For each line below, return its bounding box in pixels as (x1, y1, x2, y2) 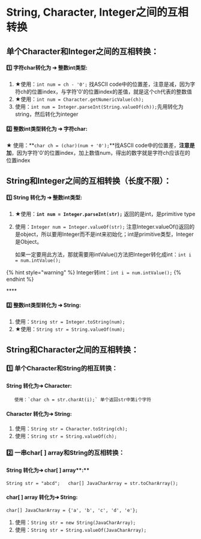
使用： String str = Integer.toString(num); (14, 318, 125, 325)
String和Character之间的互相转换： (6, 345, 139, 355)
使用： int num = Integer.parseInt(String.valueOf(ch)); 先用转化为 (14, 103, 184, 110)
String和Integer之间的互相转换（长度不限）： (6, 176, 172, 186)
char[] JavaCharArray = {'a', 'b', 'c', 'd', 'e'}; (6, 507, 138, 513)
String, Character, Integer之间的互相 (6, 5, 189, 19)
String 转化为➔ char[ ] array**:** (6, 466, 90, 474)
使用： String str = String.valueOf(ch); (14, 432, 117, 439)
